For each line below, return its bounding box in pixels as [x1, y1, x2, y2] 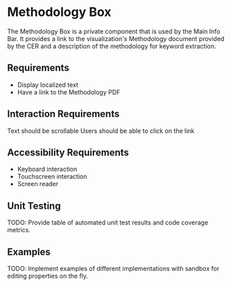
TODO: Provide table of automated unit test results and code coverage [7, 218, 209, 227]
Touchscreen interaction [17, 172, 87, 181]
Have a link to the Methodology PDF [17, 88, 121, 96]
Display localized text [17, 81, 78, 89]
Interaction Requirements [7, 108, 120, 120]
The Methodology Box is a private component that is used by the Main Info [7, 27, 221, 35]
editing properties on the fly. [7, 272, 89, 280]
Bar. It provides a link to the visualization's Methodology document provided [7, 34, 225, 42]
